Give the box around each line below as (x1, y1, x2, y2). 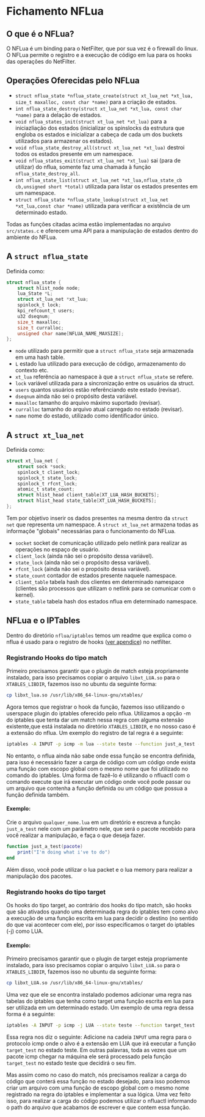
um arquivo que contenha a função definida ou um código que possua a (6, 784, 188, 792)
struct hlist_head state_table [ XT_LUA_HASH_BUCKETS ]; (17, 498, 157, 504)
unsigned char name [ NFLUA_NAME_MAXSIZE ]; (17, 330, 124, 337)
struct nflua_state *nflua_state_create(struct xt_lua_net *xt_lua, (15, 93, 193, 99)
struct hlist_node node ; (17, 285, 81, 291)
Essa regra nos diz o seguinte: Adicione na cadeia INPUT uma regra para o (6, 1033, 192, 1041)
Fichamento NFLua (6, 4, 104, 18)
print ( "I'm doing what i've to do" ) (17, 849, 111, 855)
